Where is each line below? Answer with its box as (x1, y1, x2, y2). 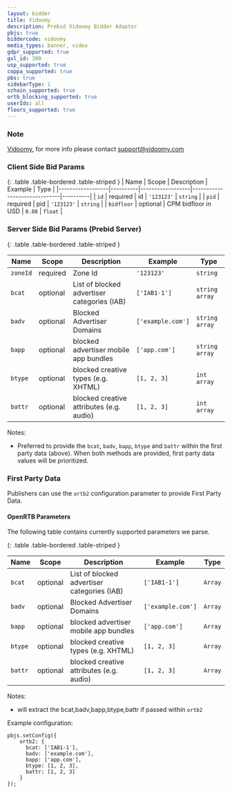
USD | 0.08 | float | (7, 207, 63, 215)
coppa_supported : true (7, 68, 72, 75)
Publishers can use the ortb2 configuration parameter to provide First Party (7, 489, 222, 497)
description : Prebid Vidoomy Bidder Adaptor (7, 23, 137, 30)
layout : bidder (7, 10, 51, 17)
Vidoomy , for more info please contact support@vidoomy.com (7, 145, 184, 153)
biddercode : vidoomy (7, 36, 67, 43)
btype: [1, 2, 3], (25, 762, 79, 770)
